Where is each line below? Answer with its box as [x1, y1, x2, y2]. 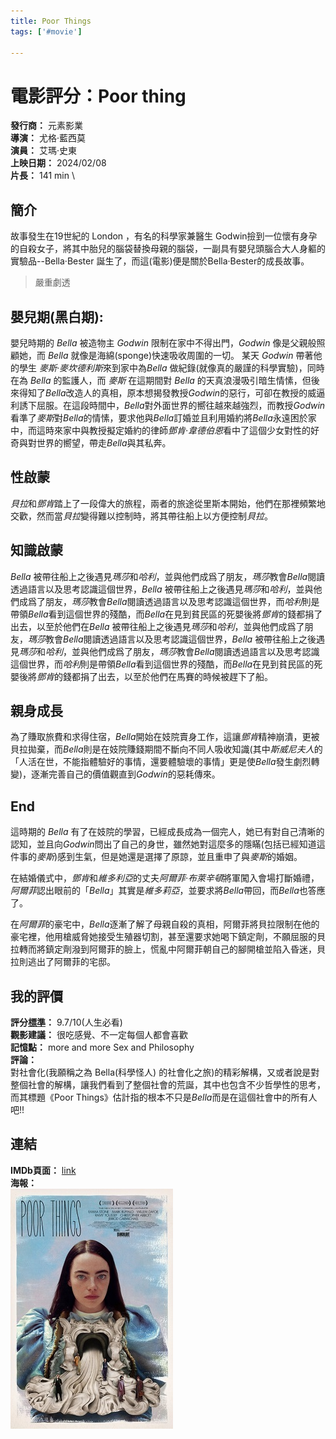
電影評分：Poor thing [10, 85, 187, 107]
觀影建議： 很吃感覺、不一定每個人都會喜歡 [10, 1029, 188, 1040]
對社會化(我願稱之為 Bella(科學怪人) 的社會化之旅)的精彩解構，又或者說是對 [10, 1066, 320, 1078]
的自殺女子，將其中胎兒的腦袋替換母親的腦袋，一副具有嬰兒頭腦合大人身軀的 [10, 243, 326, 255]
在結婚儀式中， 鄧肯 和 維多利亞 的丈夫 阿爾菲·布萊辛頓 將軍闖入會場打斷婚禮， [10, 872, 320, 884]
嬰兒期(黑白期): [10, 308, 104, 325]
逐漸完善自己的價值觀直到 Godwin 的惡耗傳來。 [31, 768, 221, 780]
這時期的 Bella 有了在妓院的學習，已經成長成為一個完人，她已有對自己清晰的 [10, 826, 325, 838]
